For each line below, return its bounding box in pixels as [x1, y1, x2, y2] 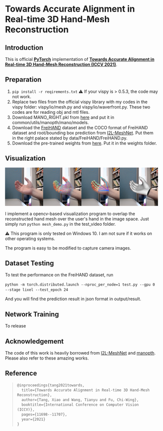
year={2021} [21, 417, 46, 422]
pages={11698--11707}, [21, 412, 67, 417]
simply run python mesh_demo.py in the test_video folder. [5, 221, 116, 227]
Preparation [5, 75, 42, 84]
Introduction [5, 43, 44, 52]
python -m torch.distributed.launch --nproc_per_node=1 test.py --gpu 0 [5, 282, 155, 287]
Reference [5, 369, 37, 377]
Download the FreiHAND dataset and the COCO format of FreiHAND [12, 125, 148, 130]
